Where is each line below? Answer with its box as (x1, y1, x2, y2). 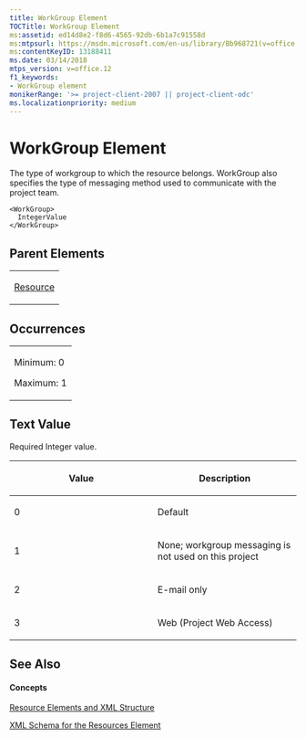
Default (158, 505, 189, 518)
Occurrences (9, 321, 86, 336)
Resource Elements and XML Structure (9, 702, 155, 713)
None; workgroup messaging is (158, 538, 291, 551)
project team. (9, 187, 59, 198)
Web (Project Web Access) (158, 616, 273, 628)
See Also (9, 657, 61, 672)
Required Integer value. (9, 440, 97, 452)
